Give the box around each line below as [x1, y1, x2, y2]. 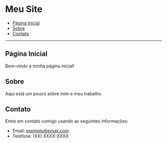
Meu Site [5, 3, 43, 15]
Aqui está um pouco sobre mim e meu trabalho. [5, 91, 103, 97]
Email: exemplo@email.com [12, 128, 69, 134]
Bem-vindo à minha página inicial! [5, 63, 75, 69]
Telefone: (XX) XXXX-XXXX [12, 133, 69, 139]
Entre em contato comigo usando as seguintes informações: [5, 118, 129, 124]
